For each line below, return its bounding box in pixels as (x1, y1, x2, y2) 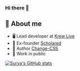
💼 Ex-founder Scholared (12, 40, 62, 46)
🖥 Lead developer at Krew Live (12, 33, 75, 39)
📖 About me (5, 20, 42, 28)
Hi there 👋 (5, 4, 30, 11)
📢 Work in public (12, 50, 46, 56)
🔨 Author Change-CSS (12, 45, 58, 51)
